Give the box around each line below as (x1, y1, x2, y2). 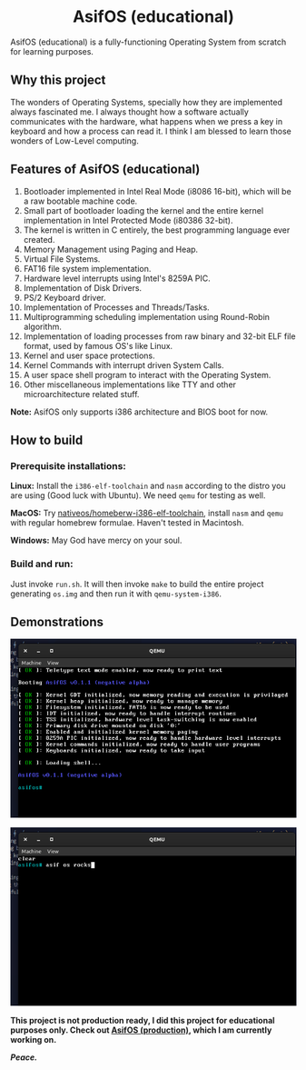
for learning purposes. (10, 45, 94, 56)
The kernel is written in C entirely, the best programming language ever (23, 225, 291, 235)
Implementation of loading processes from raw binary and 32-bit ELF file (23, 330, 296, 342)
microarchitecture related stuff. (23, 388, 140, 399)
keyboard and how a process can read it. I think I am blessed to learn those (10, 125, 291, 136)
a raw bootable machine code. (23, 195, 138, 206)
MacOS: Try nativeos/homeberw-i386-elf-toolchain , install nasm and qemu (10, 507, 284, 519)
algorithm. (23, 321, 62, 332)
